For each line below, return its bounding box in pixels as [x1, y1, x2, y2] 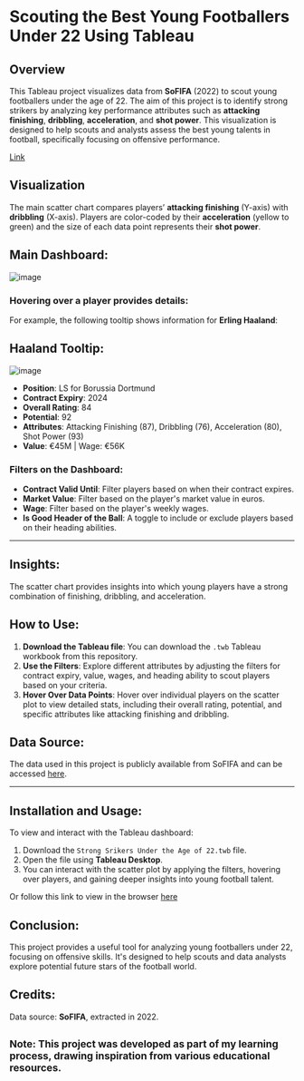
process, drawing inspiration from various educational [9, 1049, 271, 1063]
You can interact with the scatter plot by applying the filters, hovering [22, 864, 281, 875]
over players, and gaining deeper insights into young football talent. [22, 873, 274, 885]
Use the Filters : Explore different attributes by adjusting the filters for [22, 660, 280, 671]
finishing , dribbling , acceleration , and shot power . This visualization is [9, 115, 277, 125]
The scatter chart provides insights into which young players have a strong [9, 580, 288, 591]
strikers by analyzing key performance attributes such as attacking [9, 105, 261, 115]
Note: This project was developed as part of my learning [9, 1037, 279, 1051]
